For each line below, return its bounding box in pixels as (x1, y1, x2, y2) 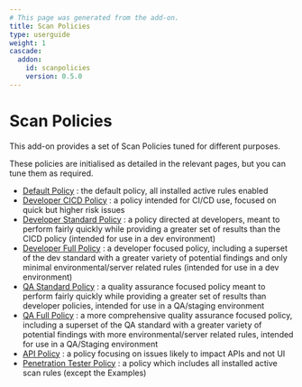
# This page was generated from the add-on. (9, 13, 179, 23)
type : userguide (9, 30, 70, 39)
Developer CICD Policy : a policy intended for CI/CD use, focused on (22, 195, 277, 206)
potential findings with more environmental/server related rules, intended (22, 328, 294, 339)
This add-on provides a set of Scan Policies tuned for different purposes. (9, 141, 281, 152)
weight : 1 (9, 38, 47, 48)
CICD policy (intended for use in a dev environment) (22, 233, 216, 244)
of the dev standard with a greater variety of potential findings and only (22, 252, 288, 263)
